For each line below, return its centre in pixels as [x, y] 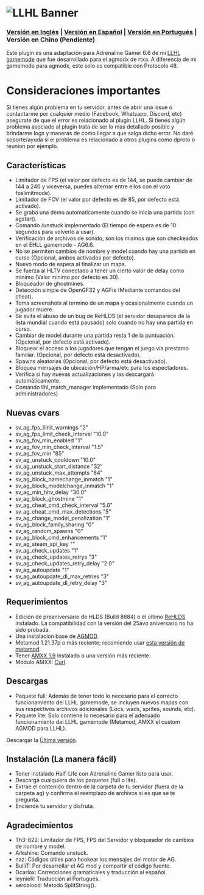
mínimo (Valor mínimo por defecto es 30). [67, 277]
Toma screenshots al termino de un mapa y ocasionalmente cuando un [104, 303]
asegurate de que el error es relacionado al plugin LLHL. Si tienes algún [96, 120]
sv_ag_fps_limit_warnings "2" [51, 428]
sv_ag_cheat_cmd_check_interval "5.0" [64, 505]
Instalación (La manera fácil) [62, 759]
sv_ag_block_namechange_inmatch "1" [64, 479]
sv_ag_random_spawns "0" [49, 531]
